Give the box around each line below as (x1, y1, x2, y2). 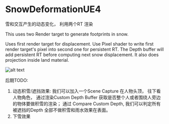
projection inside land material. (5, 57, 70, 63)
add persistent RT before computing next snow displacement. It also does (5, 52, 159, 58)
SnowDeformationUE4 (5, 4, 101, 15)
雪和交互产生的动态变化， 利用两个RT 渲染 (5, 21, 93, 27)
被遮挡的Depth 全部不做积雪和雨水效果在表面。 (12, 107, 111, 113)
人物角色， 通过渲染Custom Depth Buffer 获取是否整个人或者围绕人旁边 (12, 94, 161, 100)
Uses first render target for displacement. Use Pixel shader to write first (5, 40, 154, 47)
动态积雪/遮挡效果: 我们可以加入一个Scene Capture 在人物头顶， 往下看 (12, 88, 161, 94)
